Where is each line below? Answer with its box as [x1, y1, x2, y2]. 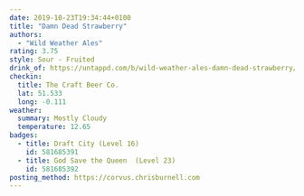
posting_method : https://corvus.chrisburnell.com [9, 173, 201, 182]
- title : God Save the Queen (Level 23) [17, 155, 176, 165]
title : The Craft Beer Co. [17, 80, 119, 89]
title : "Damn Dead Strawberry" [9, 22, 128, 31]
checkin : [9, 72, 43, 81]
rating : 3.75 [9, 47, 59, 56]
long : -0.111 [17, 97, 67, 107]
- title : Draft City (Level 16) [17, 139, 140, 148]
